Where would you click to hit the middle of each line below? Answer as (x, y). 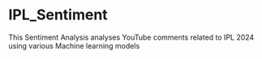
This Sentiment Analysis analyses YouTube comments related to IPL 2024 (131, 37)
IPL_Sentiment (58, 15)
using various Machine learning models (74, 45)
